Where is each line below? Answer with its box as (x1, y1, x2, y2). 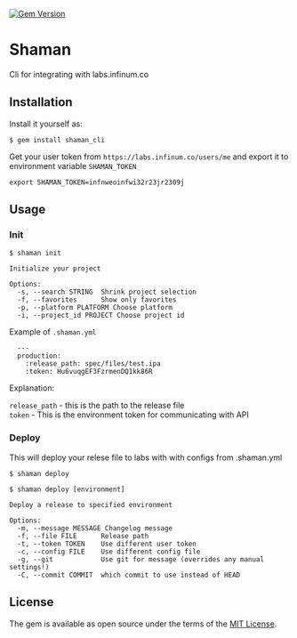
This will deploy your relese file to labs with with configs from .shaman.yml (9, 452, 283, 463)
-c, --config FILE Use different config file (17, 547, 201, 556)
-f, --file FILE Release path (17, 531, 149, 540)
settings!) (9, 562, 50, 571)
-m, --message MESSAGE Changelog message (17, 523, 173, 533)
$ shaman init (9, 249, 62, 258)
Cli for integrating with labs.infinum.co (9, 69, 149, 79)
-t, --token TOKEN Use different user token (17, 539, 197, 548)
